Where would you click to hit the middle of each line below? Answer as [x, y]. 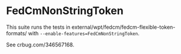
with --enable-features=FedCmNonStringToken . [84, 33]
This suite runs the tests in [38, 27]
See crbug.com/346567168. [40, 45]
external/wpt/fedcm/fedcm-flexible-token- [124, 27]
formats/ [17, 33]
